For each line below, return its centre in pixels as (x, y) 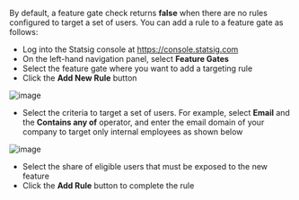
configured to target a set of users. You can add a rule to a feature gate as (147, 22)
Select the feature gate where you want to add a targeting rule (137, 68)
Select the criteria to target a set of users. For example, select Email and (156, 113)
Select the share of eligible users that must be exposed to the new (145, 166)
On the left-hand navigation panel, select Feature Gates (125, 59)
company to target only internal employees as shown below (132, 132)
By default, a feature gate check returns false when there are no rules (138, 13)
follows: (24, 32)
